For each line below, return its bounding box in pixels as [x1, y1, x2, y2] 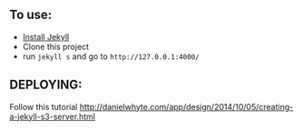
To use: [9, 7, 53, 23]
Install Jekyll [22, 31, 70, 42]
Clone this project [22, 41, 89, 52]
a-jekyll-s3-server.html [9, 111, 95, 122]
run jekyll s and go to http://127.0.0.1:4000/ [22, 50, 200, 62]
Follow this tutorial [9, 101, 78, 112]
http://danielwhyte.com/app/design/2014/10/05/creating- [79, 101, 294, 112]
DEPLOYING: [9, 77, 83, 93]
